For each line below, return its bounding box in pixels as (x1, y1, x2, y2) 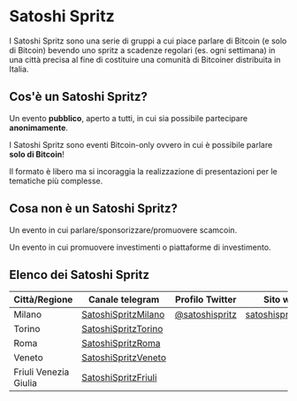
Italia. (9, 64, 29, 74)
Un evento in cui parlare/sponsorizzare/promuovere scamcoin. (9, 224, 238, 235)
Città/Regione (13, 294, 73, 306)
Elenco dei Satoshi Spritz (9, 267, 150, 282)
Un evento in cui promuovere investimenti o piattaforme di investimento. (9, 242, 271, 252)
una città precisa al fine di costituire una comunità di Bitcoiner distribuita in (9, 54, 281, 65)
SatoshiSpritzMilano (80, 308, 165, 320)
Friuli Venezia (13, 366, 70, 378)
